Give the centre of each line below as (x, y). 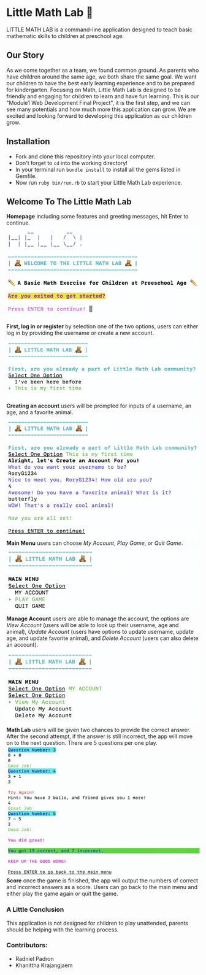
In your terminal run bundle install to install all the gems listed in (98, 169)
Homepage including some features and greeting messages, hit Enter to (97, 217)
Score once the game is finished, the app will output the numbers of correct (102, 881)
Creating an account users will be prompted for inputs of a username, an (99, 406)
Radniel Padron (34, 958)
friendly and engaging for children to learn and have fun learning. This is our (103, 96)
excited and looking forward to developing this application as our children (99, 115)
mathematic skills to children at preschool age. (65, 36)
